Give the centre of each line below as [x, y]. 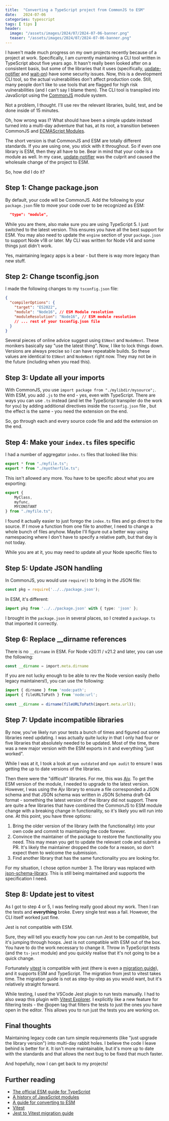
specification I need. [26, 878]
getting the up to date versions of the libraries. [53, 769]
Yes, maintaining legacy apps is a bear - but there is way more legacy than [82, 255]
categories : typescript [30, 19]
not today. [16, 542]
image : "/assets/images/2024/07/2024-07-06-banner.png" [69, 33]
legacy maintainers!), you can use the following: [55, 681]
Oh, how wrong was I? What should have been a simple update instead [79, 120]
